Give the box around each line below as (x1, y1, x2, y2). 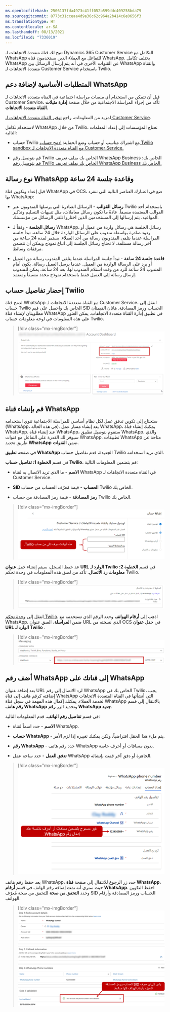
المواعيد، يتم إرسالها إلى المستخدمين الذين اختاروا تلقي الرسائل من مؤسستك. (12, 214, 159, 220)
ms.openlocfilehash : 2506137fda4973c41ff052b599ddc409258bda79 (5, 8, 142, 13)
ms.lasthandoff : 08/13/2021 (5, 29, 65, 35)
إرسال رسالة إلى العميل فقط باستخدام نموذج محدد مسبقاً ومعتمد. (12, 271, 137, 277)
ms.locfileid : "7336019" (5, 35, 58, 40)
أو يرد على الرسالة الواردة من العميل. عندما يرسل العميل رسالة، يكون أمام (12, 261, 152, 267)
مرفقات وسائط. (12, 245, 43, 251)
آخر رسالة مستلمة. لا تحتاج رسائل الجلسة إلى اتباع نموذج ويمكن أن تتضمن (12, 240, 152, 246)
